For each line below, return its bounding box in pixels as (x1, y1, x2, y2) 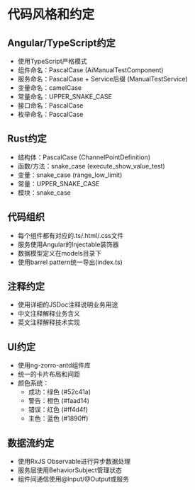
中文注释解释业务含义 (17, 309, 80, 318)
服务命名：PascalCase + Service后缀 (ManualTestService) (17, 75, 188, 83)
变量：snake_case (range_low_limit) (17, 171, 123, 179)
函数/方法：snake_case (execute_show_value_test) (17, 161, 165, 170)
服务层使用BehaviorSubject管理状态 (17, 466, 122, 474)
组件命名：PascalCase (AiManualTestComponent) (17, 66, 164, 74)
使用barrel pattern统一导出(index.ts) (17, 258, 123, 266)
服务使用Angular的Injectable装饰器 (17, 240, 119, 249)
